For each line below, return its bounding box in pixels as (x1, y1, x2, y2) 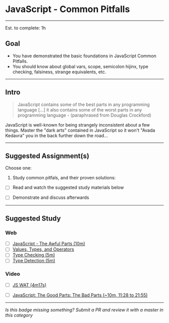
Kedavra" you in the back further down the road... (5, 132, 108, 139)
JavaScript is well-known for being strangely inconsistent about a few (5, 122, 150, 128)
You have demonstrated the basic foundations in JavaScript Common (12, 53, 157, 59)
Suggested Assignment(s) (5, 152, 90, 160)
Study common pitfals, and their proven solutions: (12, 175, 116, 181)
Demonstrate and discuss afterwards (12, 194, 90, 200)
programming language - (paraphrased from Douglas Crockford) (17, 112, 152, 118)
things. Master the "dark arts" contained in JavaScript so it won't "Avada (5, 127, 155, 133)
